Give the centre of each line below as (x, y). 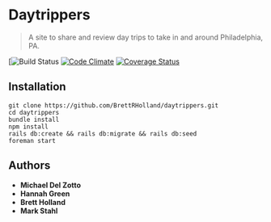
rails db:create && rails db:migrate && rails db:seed (103, 134)
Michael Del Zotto (51, 185)
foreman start (32, 140)
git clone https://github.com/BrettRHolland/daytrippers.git (114, 105)
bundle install (34, 119)
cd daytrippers (34, 112)
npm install (28, 127)
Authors (30, 166)
